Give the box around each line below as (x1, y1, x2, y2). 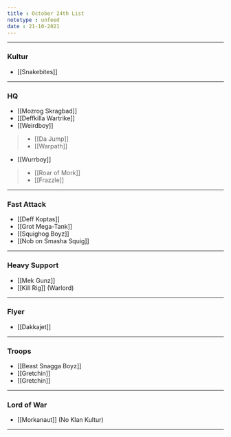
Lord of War (7, 400, 47, 410)
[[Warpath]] (34, 142, 67, 150)
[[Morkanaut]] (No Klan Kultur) (16, 416, 104, 424)
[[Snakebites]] (16, 67, 58, 76)
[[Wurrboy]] (16, 155, 52, 164)
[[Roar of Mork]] (34, 168, 81, 177)
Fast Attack (7, 199, 47, 209)
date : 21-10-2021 (7, 23, 60, 30)
